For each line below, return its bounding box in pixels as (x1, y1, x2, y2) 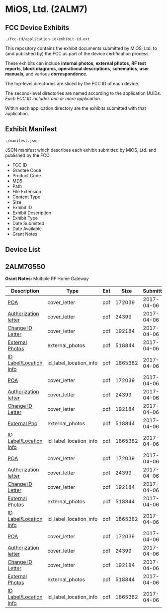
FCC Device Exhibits (5, 23, 70, 32)
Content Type (12, 194, 41, 200)
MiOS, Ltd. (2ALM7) (5, 3, 88, 15)
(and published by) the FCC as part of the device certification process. (5, 51, 150, 56)
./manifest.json (5, 138, 39, 143)
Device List (5, 246, 41, 254)
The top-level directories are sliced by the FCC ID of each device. (5, 81, 140, 86)
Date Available (12, 226, 42, 232)
